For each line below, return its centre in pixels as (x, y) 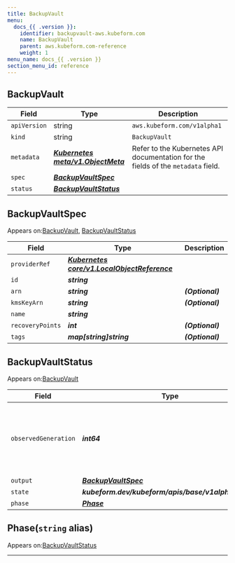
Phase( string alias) (50, 528)
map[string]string (98, 337)
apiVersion (29, 126)
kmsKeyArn (27, 303)
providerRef (31, 264)
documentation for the (169, 157)
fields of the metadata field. (176, 166)
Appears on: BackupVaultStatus (52, 545)
